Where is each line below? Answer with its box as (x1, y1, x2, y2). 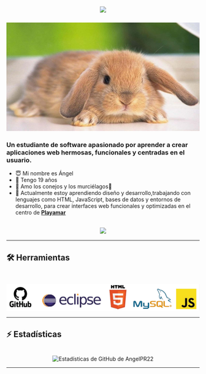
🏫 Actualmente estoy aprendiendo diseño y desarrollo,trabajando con (15, 189, 191, 197)
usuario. (6, 156, 32, 164)
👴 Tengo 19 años (15, 177, 58, 184)
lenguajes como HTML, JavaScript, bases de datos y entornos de (15, 196, 181, 204)
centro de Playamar (15, 209, 66, 216)
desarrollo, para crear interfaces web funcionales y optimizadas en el (15, 202, 191, 210)
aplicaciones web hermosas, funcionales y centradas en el (6, 148, 185, 156)
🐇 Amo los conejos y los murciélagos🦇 (15, 183, 112, 190)
